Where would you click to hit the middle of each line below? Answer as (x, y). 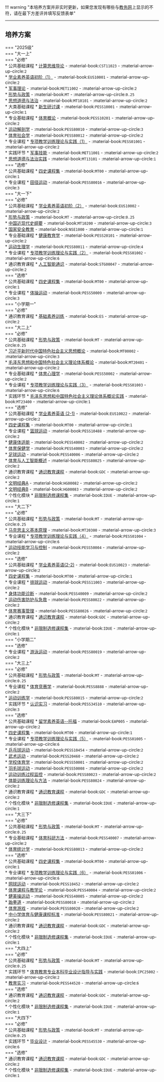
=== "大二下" (18, 506)
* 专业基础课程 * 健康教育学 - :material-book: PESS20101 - (61, 235)
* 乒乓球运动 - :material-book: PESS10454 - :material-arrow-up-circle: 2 (74, 750)
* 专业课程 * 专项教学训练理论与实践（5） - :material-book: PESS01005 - (76, 738)
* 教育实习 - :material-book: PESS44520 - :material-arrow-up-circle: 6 (72, 983)
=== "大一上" (18, 53)
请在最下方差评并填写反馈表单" (44, 13)
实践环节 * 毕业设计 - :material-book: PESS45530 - (57, 1041)
